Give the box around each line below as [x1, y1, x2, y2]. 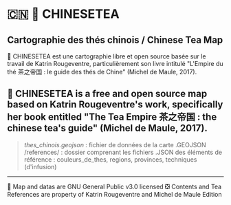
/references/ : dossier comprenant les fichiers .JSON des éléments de [23, 148, 222, 156]
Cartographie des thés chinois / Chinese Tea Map [7, 34, 223, 45]
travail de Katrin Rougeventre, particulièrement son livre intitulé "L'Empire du [7, 60, 223, 67]
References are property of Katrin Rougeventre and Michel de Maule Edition [7, 190, 222, 198]
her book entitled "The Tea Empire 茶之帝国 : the [7, 111, 217, 123]
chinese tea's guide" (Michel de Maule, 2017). [7, 122, 208, 134]
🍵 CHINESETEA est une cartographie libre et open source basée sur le [7, 52, 206, 61]
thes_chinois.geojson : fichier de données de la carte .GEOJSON [23, 140, 206, 149]
